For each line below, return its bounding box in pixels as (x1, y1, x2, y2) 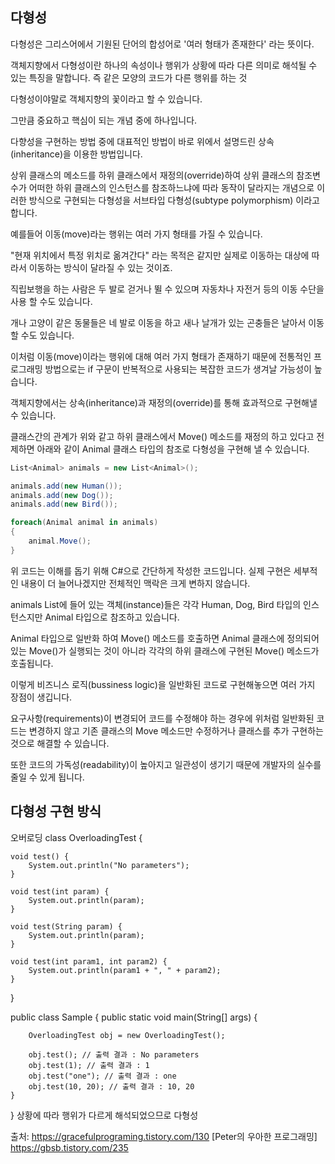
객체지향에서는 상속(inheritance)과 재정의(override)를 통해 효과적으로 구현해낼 (10, 396, 318, 408)
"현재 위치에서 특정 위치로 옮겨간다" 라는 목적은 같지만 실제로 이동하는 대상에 (10, 249, 310, 261)
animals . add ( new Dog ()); (10, 490, 114, 500)
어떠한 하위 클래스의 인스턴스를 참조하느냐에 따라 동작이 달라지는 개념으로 (28, 181, 315, 193)
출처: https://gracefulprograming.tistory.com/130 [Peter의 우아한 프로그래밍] (10, 1130, 318, 1142)
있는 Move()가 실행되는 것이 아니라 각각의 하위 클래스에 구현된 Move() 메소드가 (10, 644, 320, 657)
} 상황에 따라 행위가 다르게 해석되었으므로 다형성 (10, 1109, 199, 1121)
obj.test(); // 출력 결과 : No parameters (28, 1049, 200, 1060)
